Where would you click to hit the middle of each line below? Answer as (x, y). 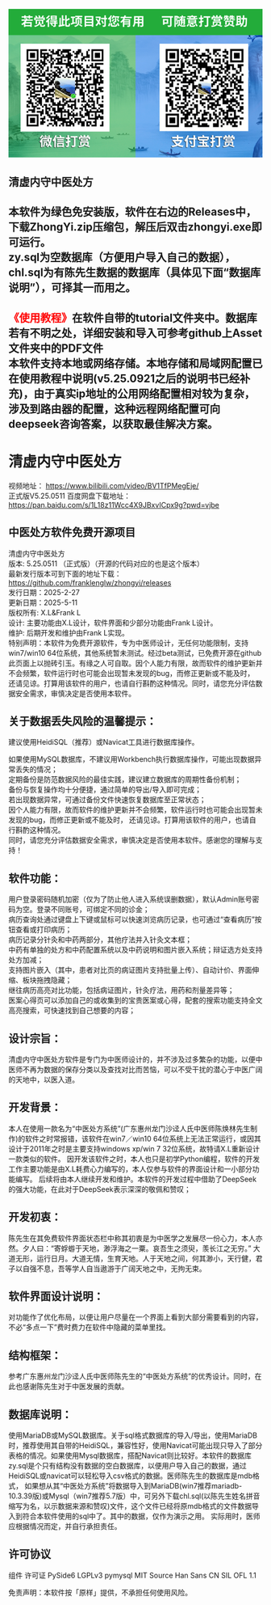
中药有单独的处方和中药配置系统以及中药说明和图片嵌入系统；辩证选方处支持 (135, 950)
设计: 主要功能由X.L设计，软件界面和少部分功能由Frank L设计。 (113, 623)
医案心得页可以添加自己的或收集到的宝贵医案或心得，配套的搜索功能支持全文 (135, 1000)
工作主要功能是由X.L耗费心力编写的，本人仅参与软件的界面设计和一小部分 (130, 1168)
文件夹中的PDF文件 (56, 348)
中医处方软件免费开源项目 (72, 532)
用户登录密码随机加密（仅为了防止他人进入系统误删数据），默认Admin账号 (130, 899)
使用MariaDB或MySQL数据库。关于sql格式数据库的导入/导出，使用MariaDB (133, 1435)
